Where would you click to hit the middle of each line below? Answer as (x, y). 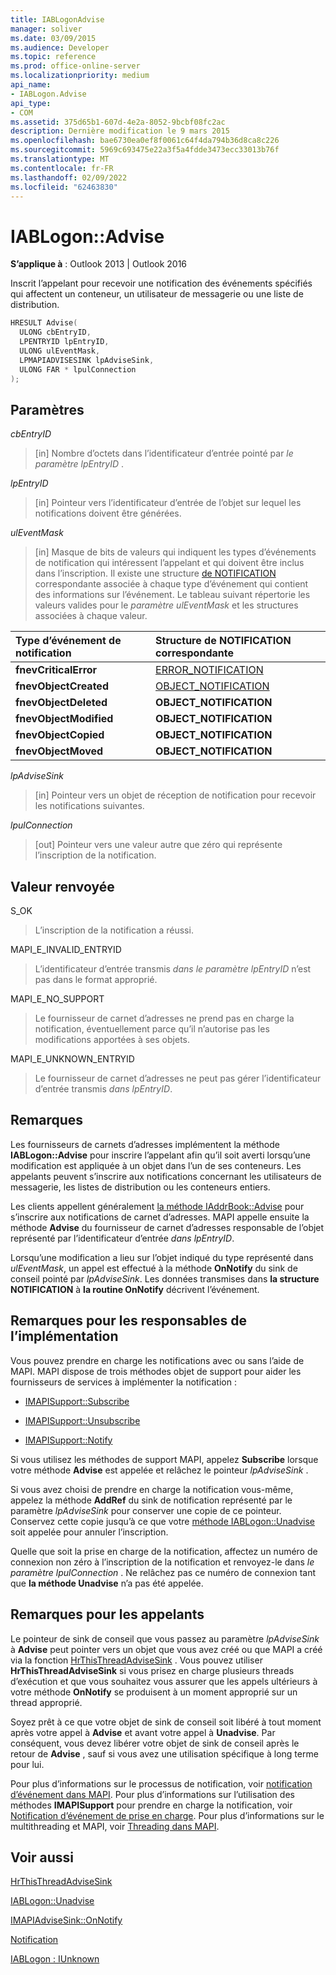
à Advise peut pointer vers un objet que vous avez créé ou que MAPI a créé (166, 1649)
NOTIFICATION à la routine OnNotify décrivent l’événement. (135, 1289)
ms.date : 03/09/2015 (53, 38)
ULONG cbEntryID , (55, 332)
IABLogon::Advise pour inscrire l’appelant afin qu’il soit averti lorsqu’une (160, 1155)
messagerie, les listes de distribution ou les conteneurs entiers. (140, 1187)
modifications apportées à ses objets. (112, 1040)
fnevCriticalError (56, 670)
